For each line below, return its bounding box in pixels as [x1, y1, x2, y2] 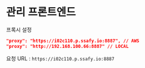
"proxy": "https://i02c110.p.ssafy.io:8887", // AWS [6, 38, 140, 44]
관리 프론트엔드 [6, 5, 76, 19]
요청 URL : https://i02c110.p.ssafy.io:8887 [6, 54, 115, 62]
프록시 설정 [6, 26, 32, 33]
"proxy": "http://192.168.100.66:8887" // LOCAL [6, 43, 129, 49]
